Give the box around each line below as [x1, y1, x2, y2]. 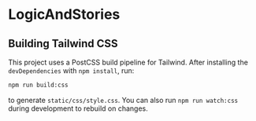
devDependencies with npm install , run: [8, 66, 135, 75]
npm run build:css [8, 81, 69, 89]
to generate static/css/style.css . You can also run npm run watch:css [8, 95, 239, 104]
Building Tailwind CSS [8, 37, 118, 50]
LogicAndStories [8, 5, 121, 24]
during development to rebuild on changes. [8, 104, 148, 113]
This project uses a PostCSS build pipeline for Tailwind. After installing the [8, 57, 248, 67]
